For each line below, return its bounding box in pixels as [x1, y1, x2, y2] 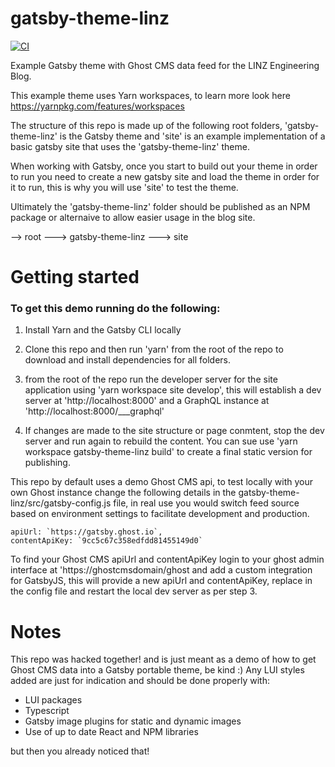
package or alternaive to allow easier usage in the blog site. [10, 211, 256, 223]
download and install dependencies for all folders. [24, 354, 232, 366]
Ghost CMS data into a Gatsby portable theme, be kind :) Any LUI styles [10, 664, 305, 676]
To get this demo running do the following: [10, 302, 221, 316]
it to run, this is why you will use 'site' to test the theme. [10, 181, 239, 193]
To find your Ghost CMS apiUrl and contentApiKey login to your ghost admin [10, 553, 325, 566]
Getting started [10, 266, 140, 289]
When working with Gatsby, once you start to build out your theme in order [10, 160, 318, 172]
